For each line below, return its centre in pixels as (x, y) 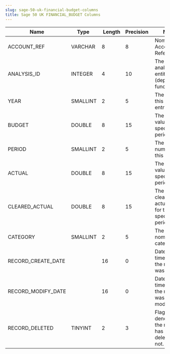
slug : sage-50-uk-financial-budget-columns (52, 10)
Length (112, 32)
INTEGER (82, 74)
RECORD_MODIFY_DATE (37, 291)
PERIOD (17, 149)
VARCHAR (83, 47)
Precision (137, 32)
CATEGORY (22, 237)
